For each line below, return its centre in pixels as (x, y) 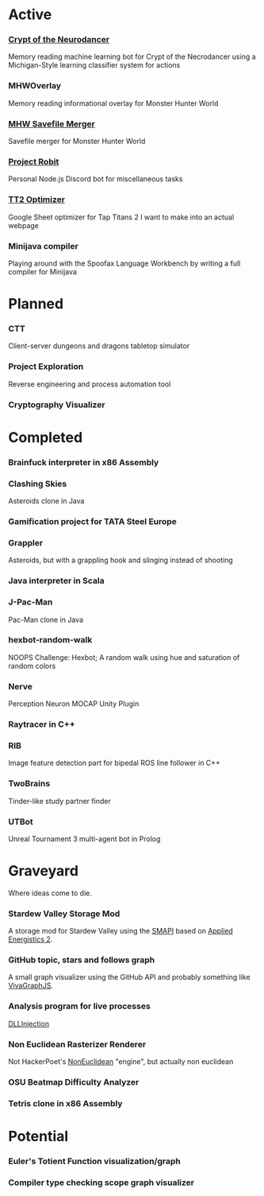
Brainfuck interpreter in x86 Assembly (84, 462)
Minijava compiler (44, 246)
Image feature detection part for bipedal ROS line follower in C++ (114, 763)
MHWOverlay (35, 86)
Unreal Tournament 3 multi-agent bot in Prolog (84, 839)
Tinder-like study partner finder (59, 801)
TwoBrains (29, 783)
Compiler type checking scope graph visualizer (101, 1182)
